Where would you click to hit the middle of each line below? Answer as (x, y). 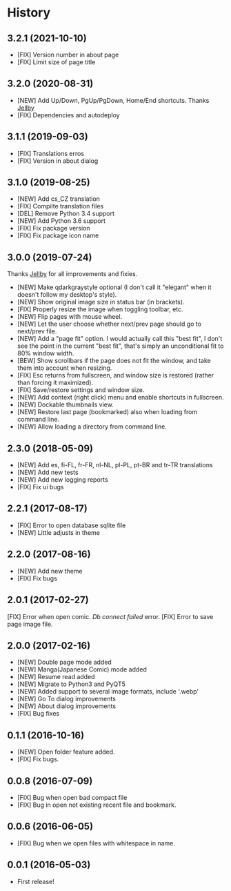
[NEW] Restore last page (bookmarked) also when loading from (107, 412)
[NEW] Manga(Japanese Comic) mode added (82, 669)
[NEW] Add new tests (48, 472)
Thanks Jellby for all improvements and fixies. (72, 274)
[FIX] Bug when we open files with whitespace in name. (96, 843)
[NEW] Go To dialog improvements (66, 699)
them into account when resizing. (64, 368)
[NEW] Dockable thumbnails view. (65, 404)
